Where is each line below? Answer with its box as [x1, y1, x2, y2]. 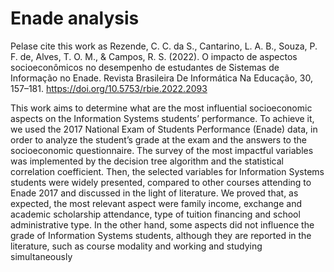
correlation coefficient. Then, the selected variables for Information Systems [10, 165, 325, 177]
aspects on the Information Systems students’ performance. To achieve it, [10, 112, 315, 124]
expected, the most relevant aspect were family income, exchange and [10, 197, 302, 209]
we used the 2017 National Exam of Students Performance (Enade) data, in [10, 123, 318, 135]
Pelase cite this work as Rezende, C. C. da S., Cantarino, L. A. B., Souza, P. [10, 40, 318, 52]
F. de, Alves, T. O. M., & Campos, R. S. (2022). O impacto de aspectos [10, 50, 298, 62]
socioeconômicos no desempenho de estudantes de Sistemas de [10, 61, 280, 73]
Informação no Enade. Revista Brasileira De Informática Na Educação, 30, [10, 72, 313, 84]
